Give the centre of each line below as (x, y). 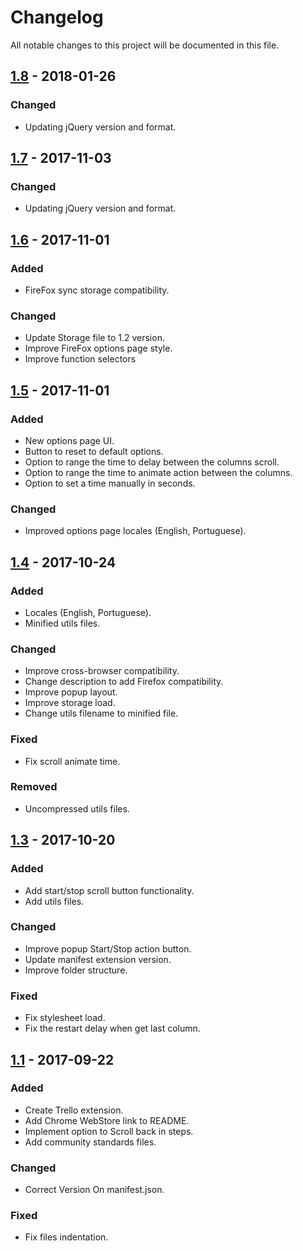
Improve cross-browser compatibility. (102, 671)
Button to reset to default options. (94, 451)
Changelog (57, 17)
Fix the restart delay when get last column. (112, 1028)
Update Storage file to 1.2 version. (94, 338)
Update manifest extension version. (98, 959)
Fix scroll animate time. (72, 761)
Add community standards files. (90, 1142)
